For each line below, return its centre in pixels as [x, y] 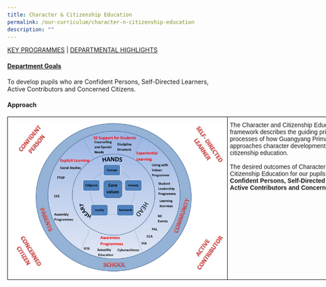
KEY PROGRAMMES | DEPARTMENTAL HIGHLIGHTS [83, 50]
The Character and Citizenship [271, 125]
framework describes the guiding [274, 132]
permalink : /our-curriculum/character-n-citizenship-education [101, 22]
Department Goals [34, 65]
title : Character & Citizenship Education [70, 15]
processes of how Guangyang [270, 139]
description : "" [31, 29]
